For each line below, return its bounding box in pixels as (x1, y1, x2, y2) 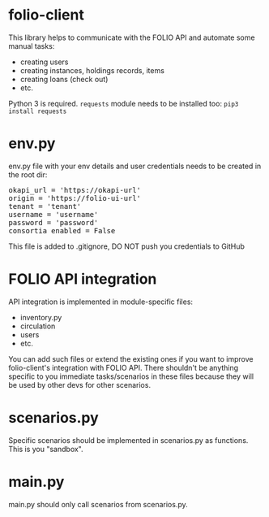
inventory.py (19, 312, 62, 322)
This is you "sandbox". (8, 444, 83, 454)
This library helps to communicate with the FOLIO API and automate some (8, 33, 255, 42)
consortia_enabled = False (8, 226, 116, 235)
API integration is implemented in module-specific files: (8, 297, 193, 306)
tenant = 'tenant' (8, 202, 82, 211)
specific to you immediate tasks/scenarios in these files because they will (8, 371, 254, 381)
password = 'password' (8, 218, 99, 227)
